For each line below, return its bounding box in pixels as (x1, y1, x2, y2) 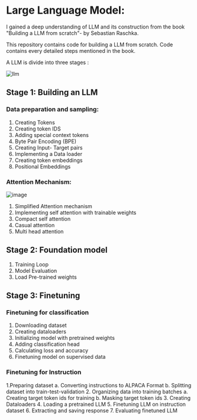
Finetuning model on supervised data (14, 354, 106, 361)
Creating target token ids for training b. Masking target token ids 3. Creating (6, 394, 191, 401)
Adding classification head (14, 341, 80, 348)
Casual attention (14, 221, 55, 228)
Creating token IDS (14, 125, 61, 132)
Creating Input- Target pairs (14, 144, 83, 151)
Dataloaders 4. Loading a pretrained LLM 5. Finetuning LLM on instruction (6, 400, 186, 408)
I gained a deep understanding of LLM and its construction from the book (6, 23, 185, 30)
